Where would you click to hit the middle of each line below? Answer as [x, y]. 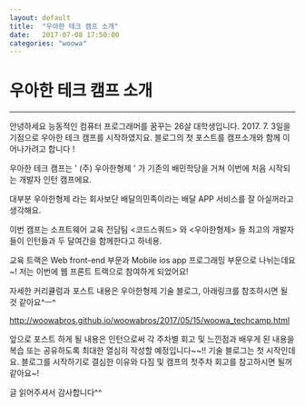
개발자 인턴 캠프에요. [55, 180]
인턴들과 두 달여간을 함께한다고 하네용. [94, 241]
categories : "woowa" [49, 43]
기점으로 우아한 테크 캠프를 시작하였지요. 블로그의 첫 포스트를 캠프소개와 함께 [145, 138]
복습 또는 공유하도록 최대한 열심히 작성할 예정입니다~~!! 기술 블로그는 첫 [137, 351]
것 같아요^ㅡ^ [33, 302]
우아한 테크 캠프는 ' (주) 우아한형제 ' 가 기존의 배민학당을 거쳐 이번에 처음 [138, 168]
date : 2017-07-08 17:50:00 [64, 35]
